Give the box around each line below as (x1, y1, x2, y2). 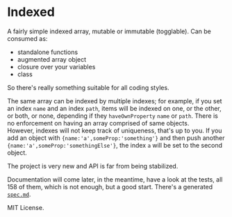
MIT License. (7, 203, 44, 211)
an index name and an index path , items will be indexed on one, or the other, (7, 104, 222, 112)
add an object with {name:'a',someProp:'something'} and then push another (7, 133, 225, 142)
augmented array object (17, 55, 87, 63)
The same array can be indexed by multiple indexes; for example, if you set (7, 96, 222, 105)
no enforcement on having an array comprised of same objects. (7, 119, 190, 127)
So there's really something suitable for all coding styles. (7, 83, 169, 92)
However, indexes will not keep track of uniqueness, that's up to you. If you (7, 126, 222, 134)
